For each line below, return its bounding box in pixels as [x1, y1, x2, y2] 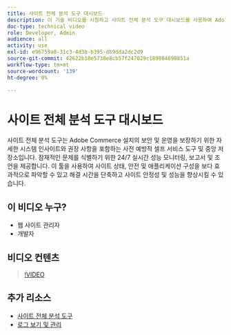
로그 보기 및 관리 [17, 320, 62, 328]
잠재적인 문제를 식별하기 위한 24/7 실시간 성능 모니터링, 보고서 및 [38, 153, 214, 162]
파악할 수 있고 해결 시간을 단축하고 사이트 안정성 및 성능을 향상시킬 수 [30, 170, 217, 179]
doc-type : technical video [7, 23, 85, 30]
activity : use [7, 42, 48, 49]
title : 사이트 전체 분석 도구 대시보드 [7, 10, 103, 17]
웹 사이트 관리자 [17, 221, 60, 230]
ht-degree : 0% [7, 74, 48, 81]
